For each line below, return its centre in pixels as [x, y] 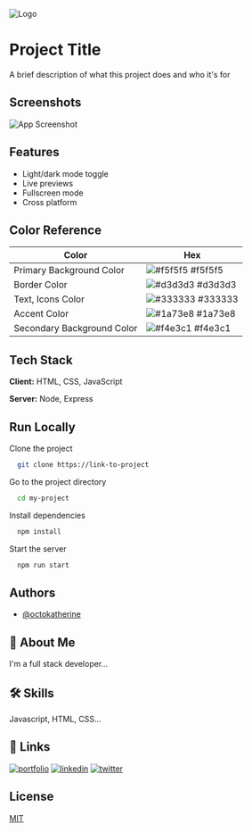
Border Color [41, 285]
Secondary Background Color [76, 329]
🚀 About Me [42, 642]
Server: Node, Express [51, 399]
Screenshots [45, 103]
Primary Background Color [69, 270]
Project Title [55, 50]
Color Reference [56, 230]
